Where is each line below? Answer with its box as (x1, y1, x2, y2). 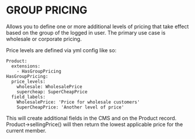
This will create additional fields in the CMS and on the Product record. (6, 114, 177, 121)
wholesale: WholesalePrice (16, 83, 83, 90)
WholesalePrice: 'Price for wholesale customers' (16, 99, 141, 105)
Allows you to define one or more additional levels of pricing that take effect (6, 23, 189, 30)
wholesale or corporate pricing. (6, 35, 82, 42)
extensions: (11, 63, 41, 69)
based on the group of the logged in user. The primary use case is (6, 29, 166, 36)
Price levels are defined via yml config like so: (6, 46, 117, 53)
